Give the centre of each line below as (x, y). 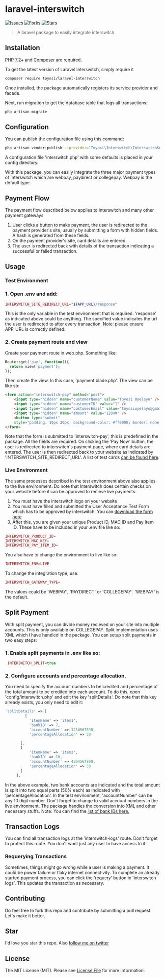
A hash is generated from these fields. (51, 235)
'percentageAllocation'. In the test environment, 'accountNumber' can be (79, 795)
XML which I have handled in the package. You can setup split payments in (81, 635)
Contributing (25, 899)
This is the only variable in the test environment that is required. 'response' (81, 313)
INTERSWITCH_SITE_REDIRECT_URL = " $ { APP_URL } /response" (61, 304)
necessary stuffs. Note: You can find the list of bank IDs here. (67, 811)
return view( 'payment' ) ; (35, 366)
